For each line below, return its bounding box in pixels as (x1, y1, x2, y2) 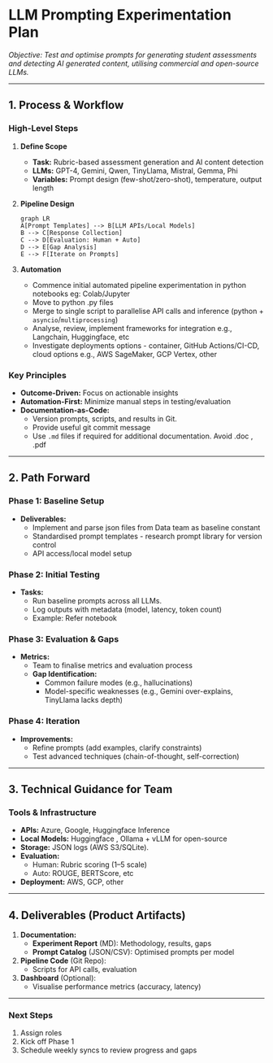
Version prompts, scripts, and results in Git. (32, 413, 177, 424)
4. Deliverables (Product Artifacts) (8, 908, 186, 922)
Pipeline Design (19, 198, 75, 208)
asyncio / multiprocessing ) (32, 315, 119, 325)
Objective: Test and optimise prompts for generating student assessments (8, 50, 258, 59)
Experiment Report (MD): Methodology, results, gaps (32, 939, 212, 948)
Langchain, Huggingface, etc (32, 332, 130, 342)
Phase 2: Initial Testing (8, 569, 100, 580)
